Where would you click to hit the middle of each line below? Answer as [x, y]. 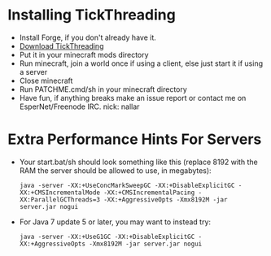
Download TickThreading [61, 46]
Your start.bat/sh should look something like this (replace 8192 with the [138, 162]
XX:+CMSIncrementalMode [60, 193]
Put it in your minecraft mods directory [84, 54]
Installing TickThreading [92, 15]
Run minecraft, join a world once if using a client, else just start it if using [141, 63]
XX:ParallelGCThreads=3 [60, 200]
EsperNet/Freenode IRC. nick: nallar [79, 106]
